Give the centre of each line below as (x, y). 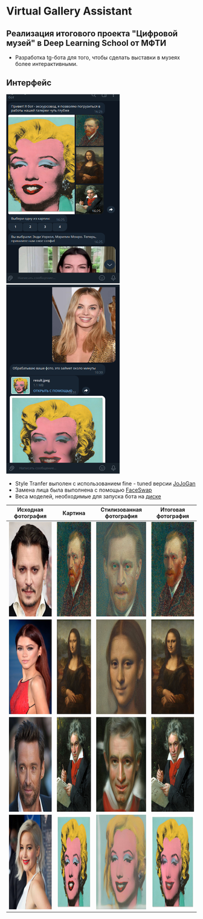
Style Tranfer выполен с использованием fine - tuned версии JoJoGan (105, 483)
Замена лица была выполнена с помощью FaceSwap (83, 490)
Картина (74, 513)
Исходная (30, 510)
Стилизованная (121, 510)
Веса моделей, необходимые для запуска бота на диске (88, 496)
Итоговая (173, 510)
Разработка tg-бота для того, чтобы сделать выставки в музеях (97, 58)
